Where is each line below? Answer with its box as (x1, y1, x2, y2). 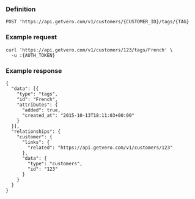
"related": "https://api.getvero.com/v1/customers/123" (28, 145, 173, 151)
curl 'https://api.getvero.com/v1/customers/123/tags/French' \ (6, 47, 173, 53)
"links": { (21, 139, 50, 145)
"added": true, (21, 107, 61, 113)
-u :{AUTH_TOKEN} (11, 52, 56, 58)
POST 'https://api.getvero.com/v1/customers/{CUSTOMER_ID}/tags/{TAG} (6, 19, 189, 25)
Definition (6, 5, 36, 13)
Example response (6, 66, 62, 75)
